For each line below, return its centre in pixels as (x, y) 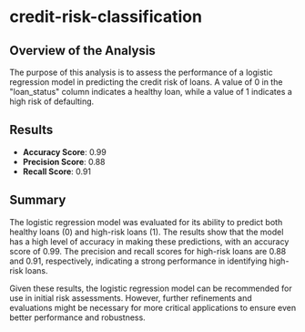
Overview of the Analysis (83, 51)
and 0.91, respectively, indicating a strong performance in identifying (138, 261)
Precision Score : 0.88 (64, 161)
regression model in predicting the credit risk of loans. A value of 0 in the (146, 82)
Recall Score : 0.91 (57, 171)
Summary (38, 200)
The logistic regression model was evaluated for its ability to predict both (146, 222)
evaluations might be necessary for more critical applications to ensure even (153, 307)
